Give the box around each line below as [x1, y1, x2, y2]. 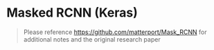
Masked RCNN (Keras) [6, 5, 138, 21]
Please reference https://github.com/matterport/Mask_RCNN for [23, 28, 207, 36]
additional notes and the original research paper [23, 35, 161, 43]
